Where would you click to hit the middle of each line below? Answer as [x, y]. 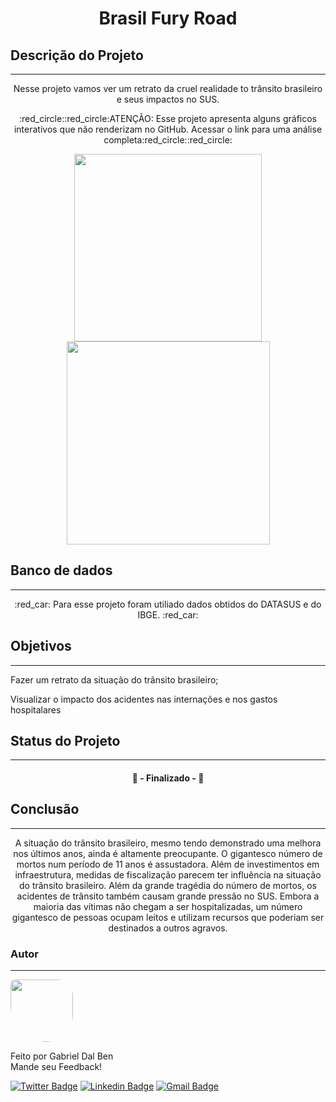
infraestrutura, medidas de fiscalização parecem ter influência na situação [168, 874]
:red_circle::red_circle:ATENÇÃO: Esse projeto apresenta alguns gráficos [168, 118]
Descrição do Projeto [77, 55]
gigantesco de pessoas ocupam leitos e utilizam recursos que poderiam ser [168, 917]
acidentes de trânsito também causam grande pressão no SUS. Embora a [168, 896]
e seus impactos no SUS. [168, 99]
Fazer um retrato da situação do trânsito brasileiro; [114, 679]
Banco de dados [61, 570]
